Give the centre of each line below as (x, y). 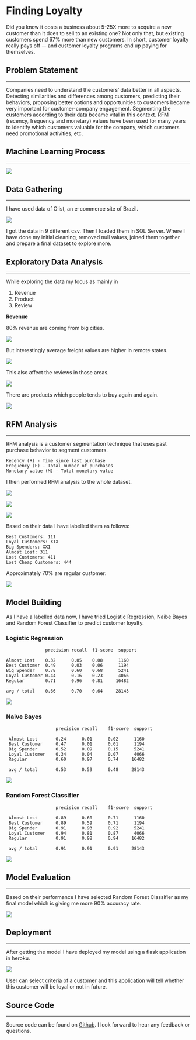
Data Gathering (34, 189)
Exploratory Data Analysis (55, 262)
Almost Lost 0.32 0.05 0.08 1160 (68, 660)
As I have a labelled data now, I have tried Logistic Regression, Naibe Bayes (97, 617)
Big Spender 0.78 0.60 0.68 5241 (68, 671)
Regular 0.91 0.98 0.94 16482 (76, 838)
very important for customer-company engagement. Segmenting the (88, 108)
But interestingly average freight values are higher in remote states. (87, 350)
